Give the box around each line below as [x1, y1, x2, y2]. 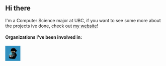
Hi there [5, 4, 31, 13]
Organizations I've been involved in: [5, 34, 82, 40]
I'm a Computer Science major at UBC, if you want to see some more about [5, 17, 161, 23]
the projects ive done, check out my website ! [5, 23, 99, 29]
